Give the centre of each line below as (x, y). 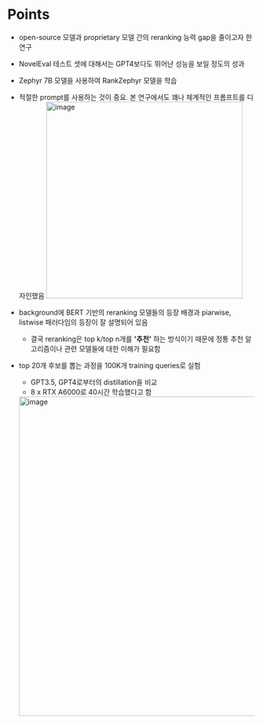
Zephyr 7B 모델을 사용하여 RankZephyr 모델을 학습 (98, 80)
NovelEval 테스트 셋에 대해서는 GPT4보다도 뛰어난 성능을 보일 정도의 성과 (131, 64)
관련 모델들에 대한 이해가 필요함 (113, 348)
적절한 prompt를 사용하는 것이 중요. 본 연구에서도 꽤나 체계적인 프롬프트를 (132, 97)
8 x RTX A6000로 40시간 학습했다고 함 (91, 391)
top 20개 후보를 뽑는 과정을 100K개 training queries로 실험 (110, 365)
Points (29, 15)
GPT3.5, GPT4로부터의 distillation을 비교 (94, 382)
